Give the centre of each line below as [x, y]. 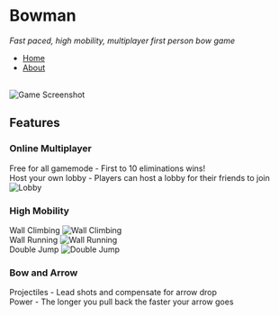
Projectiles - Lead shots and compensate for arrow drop [113, 293]
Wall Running [34, 239]
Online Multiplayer [50, 149]
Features [35, 123]
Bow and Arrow [44, 273]
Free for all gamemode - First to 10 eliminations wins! [107, 168]
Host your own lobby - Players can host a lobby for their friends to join [139, 177]
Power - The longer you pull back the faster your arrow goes [121, 302]
